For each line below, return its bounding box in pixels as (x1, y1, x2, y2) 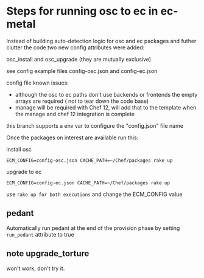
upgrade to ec (6, 168, 42, 175)
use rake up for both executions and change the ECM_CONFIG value (6, 190, 183, 198)
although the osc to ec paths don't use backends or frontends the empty (15, 91, 198, 98)
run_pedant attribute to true (6, 231, 74, 238)
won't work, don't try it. (6, 265, 65, 272)
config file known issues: (6, 79, 69, 86)
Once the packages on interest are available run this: (6, 134, 139, 141)
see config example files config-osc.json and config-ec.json (6, 67, 158, 74)
